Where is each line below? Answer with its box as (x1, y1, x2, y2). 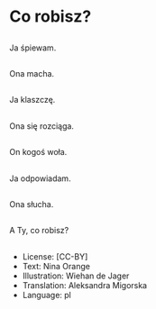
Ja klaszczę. (9, 95, 56, 105)
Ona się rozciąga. (9, 120, 75, 132)
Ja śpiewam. (9, 42, 57, 53)
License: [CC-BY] (22, 250, 88, 262)
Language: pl (22, 289, 72, 300)
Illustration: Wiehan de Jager (22, 270, 130, 281)
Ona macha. (9, 68, 55, 78)
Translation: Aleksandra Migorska (22, 279, 147, 290)
